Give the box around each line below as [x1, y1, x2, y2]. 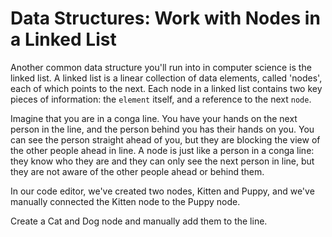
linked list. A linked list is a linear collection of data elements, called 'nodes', [10, 72, 323, 84]
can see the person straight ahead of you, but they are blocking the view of [10, 133, 321, 146]
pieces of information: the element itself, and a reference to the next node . [10, 93, 312, 105]
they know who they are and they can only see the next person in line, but [10, 155, 315, 167]
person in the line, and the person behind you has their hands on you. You [10, 123, 315, 135]
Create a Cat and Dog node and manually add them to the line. [10, 215, 268, 227]
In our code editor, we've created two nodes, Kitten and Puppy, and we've [10, 185, 315, 197]
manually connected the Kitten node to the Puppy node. [10, 195, 241, 207]
